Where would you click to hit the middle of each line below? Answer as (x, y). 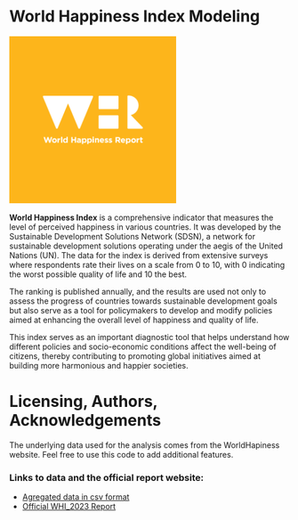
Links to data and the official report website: (107, 477)
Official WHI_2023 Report (69, 507)
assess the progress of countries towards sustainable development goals (143, 301)
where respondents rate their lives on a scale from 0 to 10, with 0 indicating (147, 264)
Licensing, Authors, (84, 402)
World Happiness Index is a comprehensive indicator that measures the (141, 217)
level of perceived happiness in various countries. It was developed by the (145, 227)
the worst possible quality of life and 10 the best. (98, 274)
